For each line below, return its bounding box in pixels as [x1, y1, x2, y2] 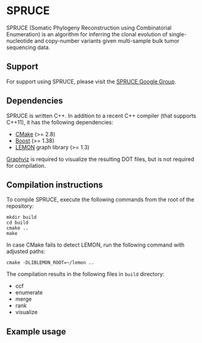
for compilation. [6, 162, 46, 169]
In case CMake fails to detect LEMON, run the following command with [6, 241, 185, 249]
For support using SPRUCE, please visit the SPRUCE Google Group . [6, 77, 176, 85]
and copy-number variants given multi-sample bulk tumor [34, 37, 180, 44]
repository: [6, 202, 34, 210]
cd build [6, 219, 29, 226]
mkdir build [6, 215, 37, 221]
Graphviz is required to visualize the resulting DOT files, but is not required [6, 155, 195, 163]
